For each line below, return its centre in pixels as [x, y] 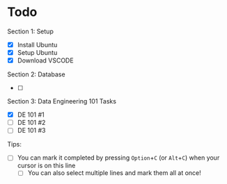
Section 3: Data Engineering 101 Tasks [62, 101]
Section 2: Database [36, 74]
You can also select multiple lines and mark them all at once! [115, 173]
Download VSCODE [46, 60]
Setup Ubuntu [37, 52]
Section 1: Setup [30, 31]
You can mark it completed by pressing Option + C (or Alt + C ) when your [118, 158]
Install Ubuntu [37, 44]
